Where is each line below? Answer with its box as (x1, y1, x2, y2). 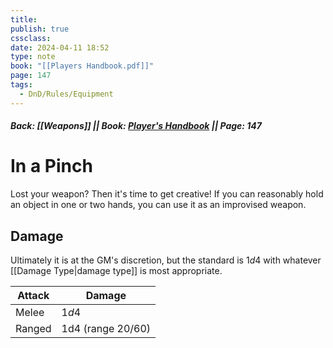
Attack (17, 288, 50, 302)
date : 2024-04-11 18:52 (10, 42, 110, 53)
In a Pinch (10, 155, 93, 178)
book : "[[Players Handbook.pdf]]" (10, 61, 155, 71)
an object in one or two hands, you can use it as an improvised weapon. (10, 199, 307, 211)
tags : (10, 80, 33, 90)
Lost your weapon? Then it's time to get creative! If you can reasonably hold (10, 188, 324, 200)
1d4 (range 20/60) (61, 321, 152, 335)
